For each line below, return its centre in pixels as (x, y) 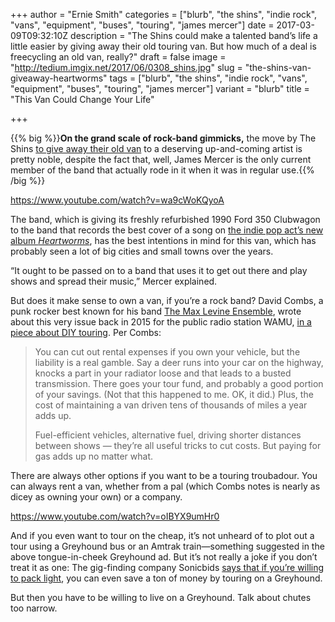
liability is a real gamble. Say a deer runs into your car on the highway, (179, 362)
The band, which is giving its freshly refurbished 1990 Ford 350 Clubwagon (165, 219)
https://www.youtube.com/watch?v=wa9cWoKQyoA (117, 200)
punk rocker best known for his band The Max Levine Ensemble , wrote (156, 311)
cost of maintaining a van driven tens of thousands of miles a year (171, 405)
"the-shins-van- (278, 67)
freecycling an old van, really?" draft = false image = (118, 57)
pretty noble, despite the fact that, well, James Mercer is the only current (161, 159)
